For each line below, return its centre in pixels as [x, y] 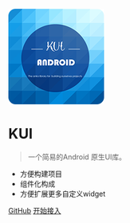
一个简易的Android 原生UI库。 [77, 157]
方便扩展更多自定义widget [63, 194]
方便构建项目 [41, 174]
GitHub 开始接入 [35, 210]
